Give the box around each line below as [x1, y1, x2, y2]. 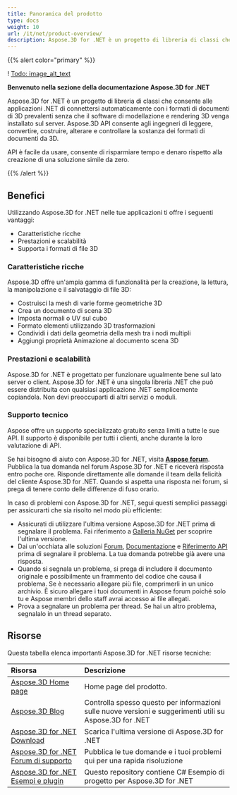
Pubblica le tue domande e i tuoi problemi [84, 746, 222, 756]
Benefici [7, 190, 45, 202]
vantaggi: [7, 216, 35, 224]
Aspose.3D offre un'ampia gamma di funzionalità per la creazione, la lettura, [7, 278, 229, 286]
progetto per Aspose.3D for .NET [84, 776, 194, 786]
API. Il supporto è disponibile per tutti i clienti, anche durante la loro [7, 433, 202, 442]
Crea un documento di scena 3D [17, 307, 112, 315]
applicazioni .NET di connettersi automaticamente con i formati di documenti [7, 104, 230, 113]
